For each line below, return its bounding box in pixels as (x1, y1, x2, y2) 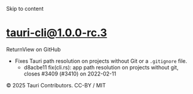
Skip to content (6, 5, 44, 12)
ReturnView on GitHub (6, 46, 61, 53)
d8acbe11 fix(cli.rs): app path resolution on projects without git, (23, 63, 179, 71)
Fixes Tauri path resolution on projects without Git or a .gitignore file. (14, 57, 188, 65)
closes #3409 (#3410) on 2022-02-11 (23, 70, 117, 77)
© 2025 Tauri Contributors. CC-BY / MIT (6, 81, 106, 89)
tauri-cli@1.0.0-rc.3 (6, 26, 108, 40)
